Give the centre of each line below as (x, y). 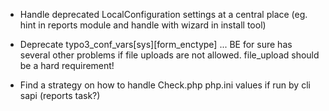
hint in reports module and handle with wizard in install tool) (143, 25)
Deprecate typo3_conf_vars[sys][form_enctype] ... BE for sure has (156, 44)
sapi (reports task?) (60, 95)
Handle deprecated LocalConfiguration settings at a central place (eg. (163, 14)
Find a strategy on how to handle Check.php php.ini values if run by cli (165, 85)
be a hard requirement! (67, 65)
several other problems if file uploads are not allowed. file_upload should (169, 55)
